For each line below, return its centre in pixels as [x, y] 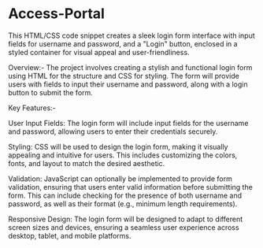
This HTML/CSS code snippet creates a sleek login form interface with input [132, 35]
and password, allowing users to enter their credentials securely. [113, 131]
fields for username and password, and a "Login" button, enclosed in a [123, 43]
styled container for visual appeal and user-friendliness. [99, 52]
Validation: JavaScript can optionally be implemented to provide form [120, 179]
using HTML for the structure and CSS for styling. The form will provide [124, 76]
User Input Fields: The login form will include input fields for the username [128, 123]
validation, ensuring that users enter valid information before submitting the [131, 187]
